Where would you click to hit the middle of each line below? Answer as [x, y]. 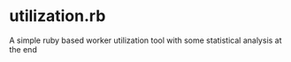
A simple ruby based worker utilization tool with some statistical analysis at [145, 40]
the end [23, 49]
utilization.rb [57, 16]
